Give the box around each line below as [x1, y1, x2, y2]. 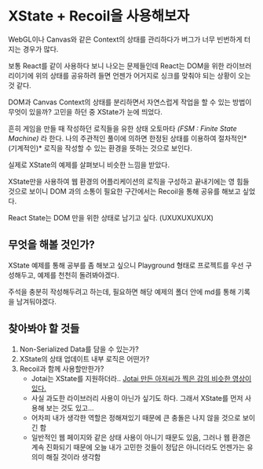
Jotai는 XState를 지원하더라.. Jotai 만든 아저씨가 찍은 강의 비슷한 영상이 [31, 373, 252, 383]
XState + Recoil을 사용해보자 [8, 7, 190, 25]
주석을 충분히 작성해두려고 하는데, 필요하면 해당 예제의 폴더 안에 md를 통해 [8, 287, 236, 296]
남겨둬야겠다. [16, 296, 57, 306]
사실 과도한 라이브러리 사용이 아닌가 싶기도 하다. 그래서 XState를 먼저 [31, 393, 243, 402]
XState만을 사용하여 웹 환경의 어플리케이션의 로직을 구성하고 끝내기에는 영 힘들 [8, 176, 250, 186]
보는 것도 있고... [46, 403, 94, 413]
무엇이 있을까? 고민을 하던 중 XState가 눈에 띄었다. [8, 107, 163, 116]
